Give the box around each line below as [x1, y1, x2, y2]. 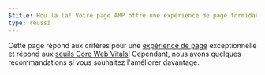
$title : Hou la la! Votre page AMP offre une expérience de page [8, 11, 227, 20]
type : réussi [8, 19, 51, 27]
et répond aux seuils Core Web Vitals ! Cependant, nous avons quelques [8, 49, 242, 58]
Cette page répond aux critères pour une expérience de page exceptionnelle [8, 40, 257, 50]
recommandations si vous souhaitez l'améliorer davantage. [8, 57, 200, 67]
